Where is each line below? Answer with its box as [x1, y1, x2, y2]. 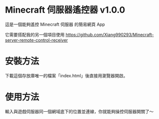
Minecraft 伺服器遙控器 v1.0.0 [5, 4, 125, 16]
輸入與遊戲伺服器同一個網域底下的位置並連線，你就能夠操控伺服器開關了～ [5, 108, 154, 114]
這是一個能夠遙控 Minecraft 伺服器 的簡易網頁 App [5, 21, 105, 27]
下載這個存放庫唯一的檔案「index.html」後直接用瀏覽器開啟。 [5, 72, 128, 78]
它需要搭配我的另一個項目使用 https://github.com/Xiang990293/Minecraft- [5, 32, 154, 37]
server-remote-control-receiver [5, 37, 68, 43]
